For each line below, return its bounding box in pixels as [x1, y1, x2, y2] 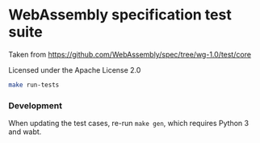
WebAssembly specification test [8, 6, 232, 24]
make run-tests [8, 81, 60, 89]
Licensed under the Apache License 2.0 [8, 65, 141, 74]
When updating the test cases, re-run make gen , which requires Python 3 [8, 119, 249, 128]
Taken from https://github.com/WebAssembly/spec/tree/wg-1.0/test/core [8, 49, 252, 59]
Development [8, 99, 63, 111]
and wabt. [8, 127, 42, 137]
